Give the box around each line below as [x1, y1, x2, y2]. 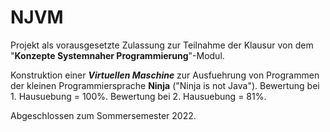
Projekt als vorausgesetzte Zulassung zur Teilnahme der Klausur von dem [10, 39, 314, 51]
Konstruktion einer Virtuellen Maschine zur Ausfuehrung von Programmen [10, 69, 320, 81]
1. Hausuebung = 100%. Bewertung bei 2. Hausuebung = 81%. [10, 90, 267, 102]
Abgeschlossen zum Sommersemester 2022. [10, 109, 197, 121]
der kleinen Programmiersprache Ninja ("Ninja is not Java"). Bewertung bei [10, 79, 320, 91]
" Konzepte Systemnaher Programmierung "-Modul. [10, 49, 225, 61]
